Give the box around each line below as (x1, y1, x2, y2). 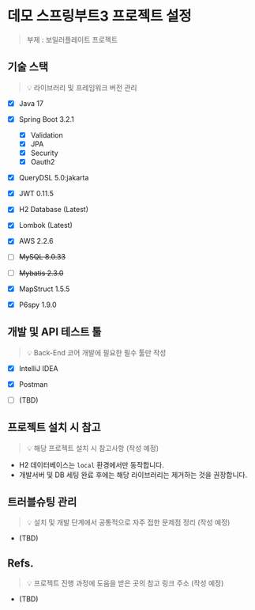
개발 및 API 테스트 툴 (7, 325, 102, 339)
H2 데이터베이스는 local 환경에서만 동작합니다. (18, 460, 165, 469)
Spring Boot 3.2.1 (18, 114, 74, 123)
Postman (18, 379, 48, 388)
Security (30, 148, 58, 157)
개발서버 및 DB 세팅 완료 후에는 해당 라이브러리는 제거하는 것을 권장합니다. (18, 470, 248, 479)
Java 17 (18, 98, 44, 108)
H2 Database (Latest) (18, 205, 88, 214)
